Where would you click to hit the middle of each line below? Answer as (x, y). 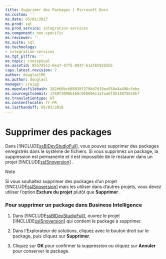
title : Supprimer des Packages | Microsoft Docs (57, 10)
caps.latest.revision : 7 (31, 70)
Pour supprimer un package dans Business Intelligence (74, 204)
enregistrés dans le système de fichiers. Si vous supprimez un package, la (82, 151)
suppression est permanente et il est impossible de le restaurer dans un (79, 156)
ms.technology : (21, 47)
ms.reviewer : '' (22, 38)
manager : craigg (22, 84)
